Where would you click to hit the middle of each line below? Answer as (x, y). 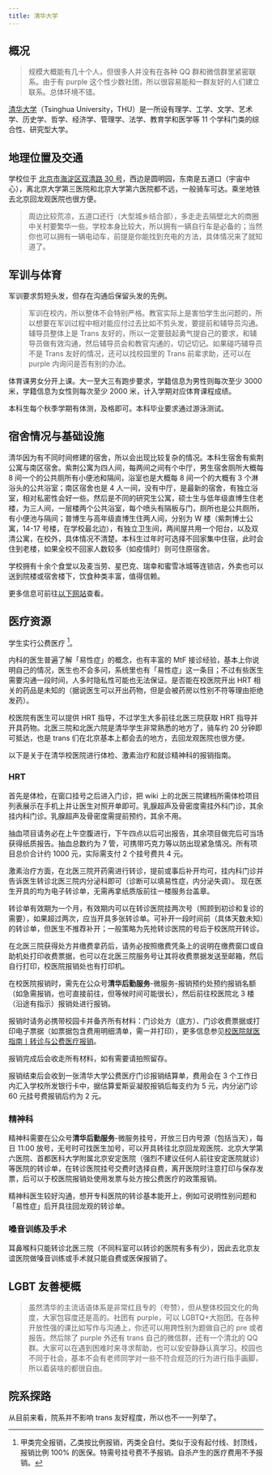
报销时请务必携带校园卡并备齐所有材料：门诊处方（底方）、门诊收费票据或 (131, 1021)
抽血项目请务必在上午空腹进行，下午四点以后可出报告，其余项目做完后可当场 (136, 833)
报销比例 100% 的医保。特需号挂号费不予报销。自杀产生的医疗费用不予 (138, 1452)
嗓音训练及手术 (38, 1228)
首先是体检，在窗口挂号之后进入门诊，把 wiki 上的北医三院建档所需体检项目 (134, 795)
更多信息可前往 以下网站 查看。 (58, 593)
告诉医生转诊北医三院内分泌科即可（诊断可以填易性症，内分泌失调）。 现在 (132, 880)
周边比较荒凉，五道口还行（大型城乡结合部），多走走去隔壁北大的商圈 (143, 217)
